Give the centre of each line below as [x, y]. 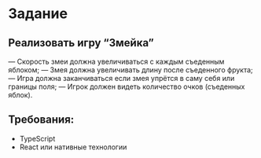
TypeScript [37, 138]
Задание [38, 14]
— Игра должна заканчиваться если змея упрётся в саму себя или [121, 78]
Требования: [41, 120]
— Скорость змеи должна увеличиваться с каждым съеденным [116, 61]
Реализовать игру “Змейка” [81, 43]
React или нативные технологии [73, 147]
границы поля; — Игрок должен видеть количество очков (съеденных [127, 86]
